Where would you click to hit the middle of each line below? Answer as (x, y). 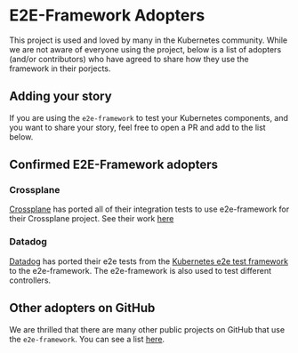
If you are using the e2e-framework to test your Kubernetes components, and (149, 117)
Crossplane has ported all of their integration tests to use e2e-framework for (149, 209)
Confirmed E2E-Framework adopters (113, 165)
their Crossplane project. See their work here (92, 219)
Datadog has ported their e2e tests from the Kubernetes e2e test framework (149, 261)
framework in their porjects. (60, 68)
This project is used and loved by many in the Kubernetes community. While (149, 40)
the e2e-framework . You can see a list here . (87, 339)
